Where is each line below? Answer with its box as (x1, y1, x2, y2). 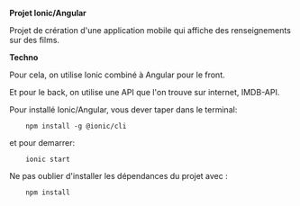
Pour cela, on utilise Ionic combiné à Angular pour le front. (9, 69, 225, 80)
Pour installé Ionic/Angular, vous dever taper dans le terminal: (9, 104, 238, 115)
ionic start (25, 155, 70, 164)
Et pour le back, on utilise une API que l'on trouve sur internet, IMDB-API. (9, 87, 280, 97)
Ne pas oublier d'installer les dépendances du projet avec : (9, 171, 228, 181)
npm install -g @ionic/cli (25, 121, 127, 130)
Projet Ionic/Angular (9, 8, 87, 18)
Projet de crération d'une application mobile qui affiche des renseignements (9, 25, 291, 35)
